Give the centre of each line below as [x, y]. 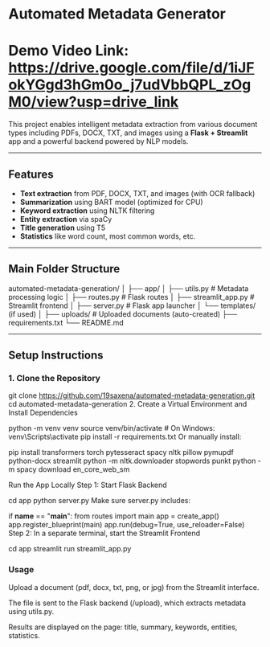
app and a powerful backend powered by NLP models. [98, 141]
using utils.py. [31, 611]
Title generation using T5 [63, 227]
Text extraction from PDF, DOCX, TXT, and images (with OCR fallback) [137, 193]
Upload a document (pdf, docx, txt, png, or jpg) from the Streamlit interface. [134, 587]
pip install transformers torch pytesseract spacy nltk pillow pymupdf [121, 452]
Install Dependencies [43, 413]
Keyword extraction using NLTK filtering [87, 211]
